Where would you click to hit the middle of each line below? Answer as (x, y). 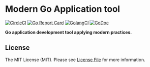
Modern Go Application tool (63, 9)
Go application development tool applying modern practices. (68, 32)
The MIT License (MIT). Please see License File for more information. (75, 60)
